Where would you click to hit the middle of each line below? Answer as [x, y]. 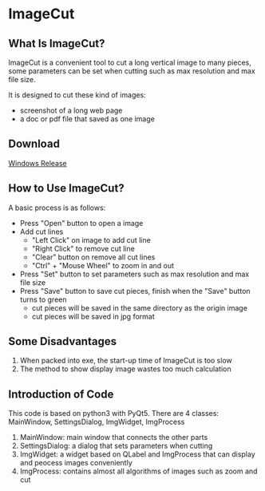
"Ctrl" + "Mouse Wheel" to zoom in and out [103, 265]
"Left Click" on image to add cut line [91, 240]
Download [34, 144]
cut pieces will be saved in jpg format [93, 316]
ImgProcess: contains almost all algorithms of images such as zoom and [138, 471]
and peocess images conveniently [76, 463]
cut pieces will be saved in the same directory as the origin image [139, 307]
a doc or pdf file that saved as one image [87, 119]
